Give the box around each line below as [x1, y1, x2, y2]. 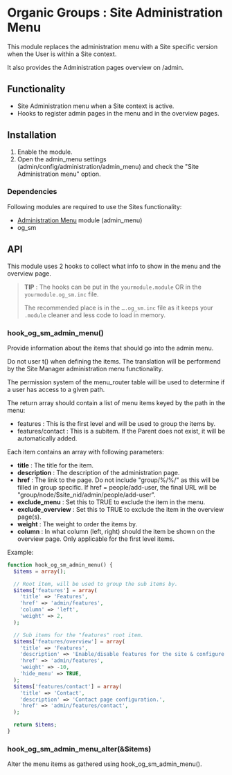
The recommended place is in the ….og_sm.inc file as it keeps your [24, 303, 213, 312]
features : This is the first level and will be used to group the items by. [17, 419, 216, 427]
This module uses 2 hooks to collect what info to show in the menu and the [7, 262, 222, 270]
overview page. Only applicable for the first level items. [17, 535, 175, 543]
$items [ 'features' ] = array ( [13, 587, 98, 594]
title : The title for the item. [17, 461, 94, 469]
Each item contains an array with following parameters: [7, 447, 164, 456]
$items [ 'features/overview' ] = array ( [13, 638, 126, 645]
